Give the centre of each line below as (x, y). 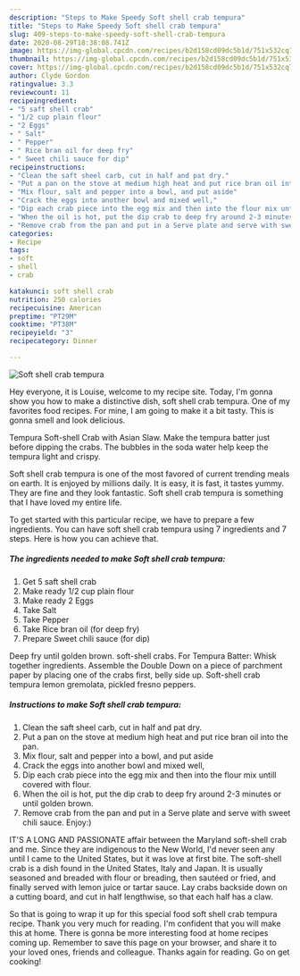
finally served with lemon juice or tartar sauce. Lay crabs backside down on (149, 887)
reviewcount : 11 (39, 92)
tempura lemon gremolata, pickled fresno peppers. (103, 684)
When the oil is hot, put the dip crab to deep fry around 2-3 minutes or (151, 794)
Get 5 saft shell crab (59, 581)
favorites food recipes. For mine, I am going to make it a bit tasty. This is (142, 410)
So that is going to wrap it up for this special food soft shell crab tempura (143, 913)
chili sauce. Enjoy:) (57, 822)
